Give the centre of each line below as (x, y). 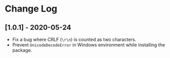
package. (22, 50)
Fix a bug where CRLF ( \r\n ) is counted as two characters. (74, 39)
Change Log (31, 9)
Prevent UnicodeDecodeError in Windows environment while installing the (89, 45)
